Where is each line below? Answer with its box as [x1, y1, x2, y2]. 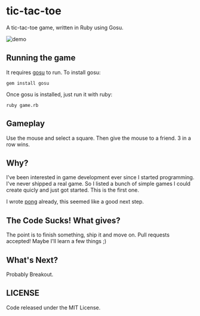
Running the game [6, 53, 76, 63]
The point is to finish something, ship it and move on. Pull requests [6, 231, 170, 238]
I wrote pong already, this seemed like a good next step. [6, 198, 144, 205]
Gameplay [6, 118, 45, 129]
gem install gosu [6, 80, 50, 86]
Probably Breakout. [6, 271, 54, 278]
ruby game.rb [6, 102, 39, 108]
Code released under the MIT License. [6, 303, 101, 311]
